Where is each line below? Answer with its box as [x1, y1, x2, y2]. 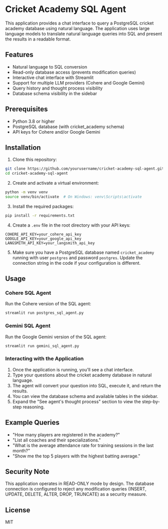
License [5, 505, 30, 514]
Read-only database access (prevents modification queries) [12, 69, 136, 75]
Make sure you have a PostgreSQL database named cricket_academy [12, 249, 154, 255]
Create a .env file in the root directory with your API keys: [12, 222, 131, 228]
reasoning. [22, 404, 45, 410]
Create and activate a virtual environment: [12, 180, 99, 186]
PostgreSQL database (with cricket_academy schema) [12, 124, 124, 130]
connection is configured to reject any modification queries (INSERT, [5, 486, 146, 492]
